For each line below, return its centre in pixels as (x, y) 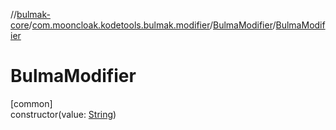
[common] (31, 103)
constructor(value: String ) (63, 114)
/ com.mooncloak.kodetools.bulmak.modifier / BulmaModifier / (152, 25)
